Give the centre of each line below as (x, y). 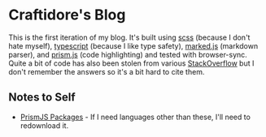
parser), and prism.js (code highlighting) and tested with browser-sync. (128, 54)
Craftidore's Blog (67, 15)
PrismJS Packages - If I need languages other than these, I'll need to (135, 117)
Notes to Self (42, 98)
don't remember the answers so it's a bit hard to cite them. (107, 71)
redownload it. (44, 125)
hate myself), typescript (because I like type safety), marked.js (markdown (133, 45)
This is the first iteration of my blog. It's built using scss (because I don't (129, 37)
